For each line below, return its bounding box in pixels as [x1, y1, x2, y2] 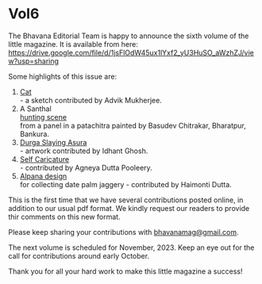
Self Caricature [19, 154, 70, 163]
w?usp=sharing [8, 56, 60, 66]
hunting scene [19, 112, 67, 121]
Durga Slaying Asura [19, 137, 87, 147]
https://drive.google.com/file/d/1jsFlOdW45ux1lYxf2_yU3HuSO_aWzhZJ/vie [8, 48, 254, 57]
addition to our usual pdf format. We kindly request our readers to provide [8, 203, 250, 213]
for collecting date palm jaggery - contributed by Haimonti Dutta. [19, 179, 232, 189]
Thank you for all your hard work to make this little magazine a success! [8, 267, 243, 276]
